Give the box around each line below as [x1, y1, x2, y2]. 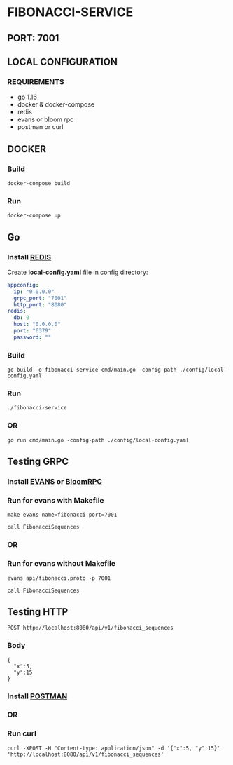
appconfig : [7, 281, 39, 288]
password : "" [13, 334, 52, 341]
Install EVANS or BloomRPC [7, 477, 103, 487]
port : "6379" [13, 327, 52, 334]
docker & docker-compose [17, 100, 95, 109]
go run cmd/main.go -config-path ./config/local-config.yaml [7, 436, 190, 444]
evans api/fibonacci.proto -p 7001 [7, 574, 111, 582]
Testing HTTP [7, 606, 69, 618]
